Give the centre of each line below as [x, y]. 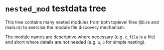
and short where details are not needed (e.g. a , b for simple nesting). [76, 42]
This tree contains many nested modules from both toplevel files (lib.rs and [82, 22]
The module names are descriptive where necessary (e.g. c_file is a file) [81, 37]
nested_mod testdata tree [56, 9]
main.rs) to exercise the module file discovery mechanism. [65, 27]
